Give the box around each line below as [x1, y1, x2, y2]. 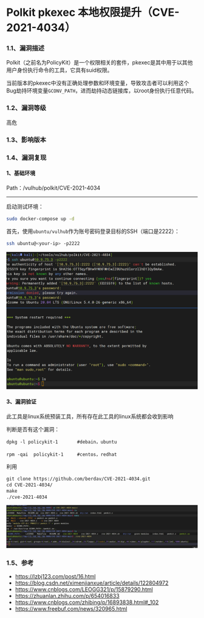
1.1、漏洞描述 [6, 44, 44, 52]
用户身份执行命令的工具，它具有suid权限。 [6, 66, 113, 74]
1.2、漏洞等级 [6, 104, 47, 113]
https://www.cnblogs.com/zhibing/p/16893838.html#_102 [15, 599, 159, 606]
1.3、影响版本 [6, 135, 47, 144]
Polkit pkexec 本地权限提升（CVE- [6, 5, 180, 19]
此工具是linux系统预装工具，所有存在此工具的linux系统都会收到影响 [6, 412, 174, 420]
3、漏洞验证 [6, 398, 37, 405]
